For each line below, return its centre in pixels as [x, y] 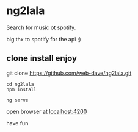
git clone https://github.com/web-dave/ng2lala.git [69, 73]
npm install [21, 89]
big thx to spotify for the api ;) [44, 39]
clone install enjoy [42, 58]
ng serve [17, 100]
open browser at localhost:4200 [47, 111]
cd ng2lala [20, 84]
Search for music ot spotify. [41, 27]
